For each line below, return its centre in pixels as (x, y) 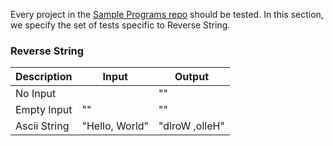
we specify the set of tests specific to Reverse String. (120, 25)
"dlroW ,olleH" (191, 126)
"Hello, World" (115, 126)
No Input (36, 94)
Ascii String (42, 126)
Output (192, 77)
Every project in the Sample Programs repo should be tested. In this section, (167, 14)
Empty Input (44, 110)
